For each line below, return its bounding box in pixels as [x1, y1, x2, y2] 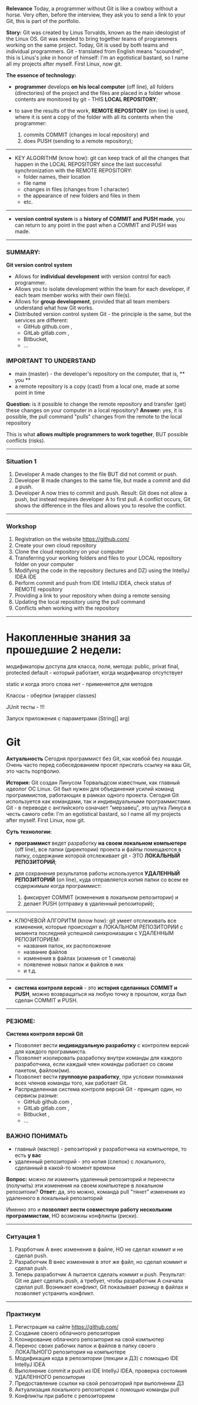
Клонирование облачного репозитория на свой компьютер [14, 1336, 164, 1343]
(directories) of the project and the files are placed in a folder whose [14, 90, 181, 96]
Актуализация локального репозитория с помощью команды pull [14, 1386, 180, 1393]
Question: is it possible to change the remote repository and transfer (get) [6, 400, 187, 407]
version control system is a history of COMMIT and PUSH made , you [14, 215, 186, 222]
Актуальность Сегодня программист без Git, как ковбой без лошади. [6, 755, 183, 762]
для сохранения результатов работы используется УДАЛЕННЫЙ [14, 870, 180, 877]
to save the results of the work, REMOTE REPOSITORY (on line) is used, [14, 107, 190, 114]
